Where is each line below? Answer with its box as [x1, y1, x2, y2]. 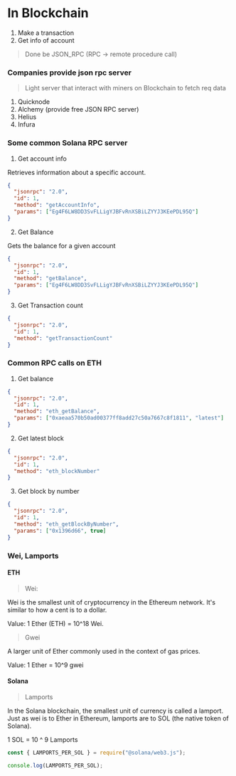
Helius [17, 112, 37, 122]
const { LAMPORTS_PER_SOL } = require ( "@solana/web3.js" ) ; [7, 749, 186, 756]
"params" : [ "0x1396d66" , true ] [14, 527, 107, 534]
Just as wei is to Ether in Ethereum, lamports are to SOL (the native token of [7, 713, 230, 723]
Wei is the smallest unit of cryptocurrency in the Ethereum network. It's [7, 597, 215, 606]
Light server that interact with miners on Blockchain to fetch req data [24, 84, 226, 92]
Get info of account [17, 36, 75, 44]
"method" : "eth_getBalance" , [14, 408, 100, 415]
